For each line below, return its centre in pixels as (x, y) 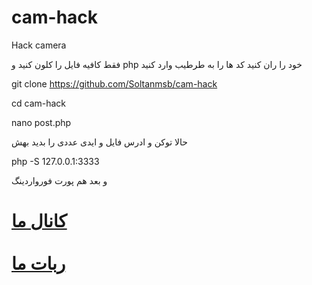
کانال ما (39, 221)
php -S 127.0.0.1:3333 (55, 161)
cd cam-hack (39, 103)
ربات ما (38, 263)
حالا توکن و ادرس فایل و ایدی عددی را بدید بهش (100, 142)
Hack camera (39, 45)
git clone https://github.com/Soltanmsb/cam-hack (114, 83)
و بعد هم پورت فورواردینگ (59, 180)
